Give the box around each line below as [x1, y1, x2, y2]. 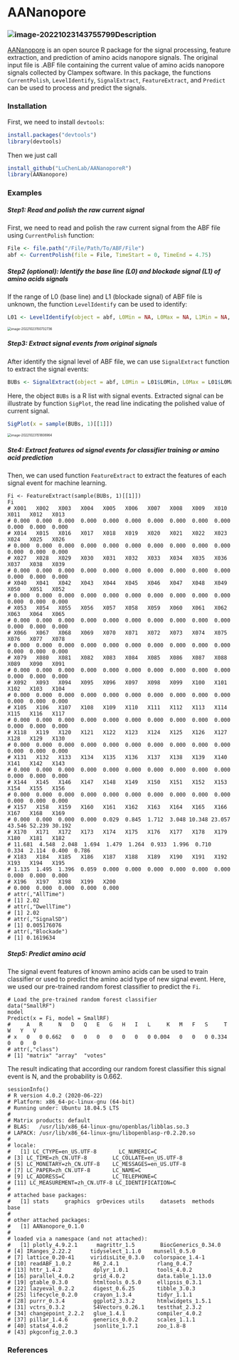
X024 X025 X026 [7, 536, 65, 543]
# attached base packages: [7, 1192, 87, 1199]
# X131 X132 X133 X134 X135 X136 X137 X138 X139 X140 [7, 754, 228, 761]
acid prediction [7, 453, 53, 462]
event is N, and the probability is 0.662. [7, 1072, 123, 1081]
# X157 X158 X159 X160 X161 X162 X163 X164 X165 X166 [7, 804, 228, 811]
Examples [7, 188, 43, 198]
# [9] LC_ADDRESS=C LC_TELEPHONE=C [7, 1173, 158, 1181]
